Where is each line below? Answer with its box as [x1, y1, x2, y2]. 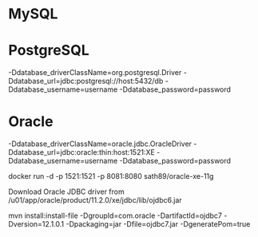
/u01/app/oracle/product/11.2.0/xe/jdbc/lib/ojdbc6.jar [8, 196, 182, 205]
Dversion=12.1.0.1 [8, 219, 65, 229]
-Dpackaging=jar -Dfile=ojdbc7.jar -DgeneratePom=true [65, 219, 251, 229]
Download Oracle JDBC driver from [8, 187, 125, 196]
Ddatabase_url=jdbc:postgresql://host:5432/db [8, 77, 164, 86]
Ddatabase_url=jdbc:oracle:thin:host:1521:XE [8, 148, 156, 157]
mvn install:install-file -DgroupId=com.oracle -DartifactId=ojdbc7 [8, 211, 222, 220]
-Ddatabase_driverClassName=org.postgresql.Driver [8, 68, 182, 77]
